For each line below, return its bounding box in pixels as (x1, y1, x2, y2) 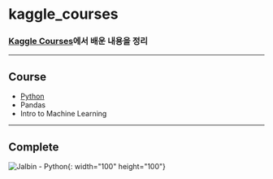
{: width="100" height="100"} (67, 162, 167, 172)
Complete (8, 140, 59, 154)
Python (19, 91, 45, 102)
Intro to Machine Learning (19, 109, 107, 119)
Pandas (19, 100, 46, 110)
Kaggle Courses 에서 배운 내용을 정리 (8, 36, 149, 47)
